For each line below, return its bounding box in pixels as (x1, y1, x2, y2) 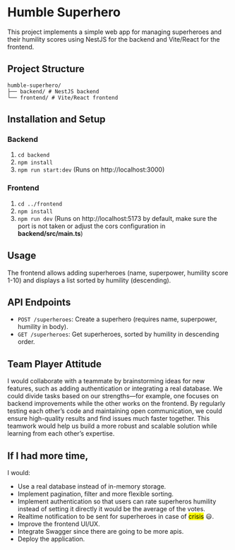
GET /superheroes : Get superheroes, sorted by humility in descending (17, 330, 219, 339)
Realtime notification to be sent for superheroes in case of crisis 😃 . (17, 512, 215, 520)
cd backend (17, 152, 50, 159)
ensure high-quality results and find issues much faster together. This (7, 414, 210, 423)
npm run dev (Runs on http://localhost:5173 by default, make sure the (17, 214, 217, 222)
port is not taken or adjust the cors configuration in (17, 222, 166, 230)
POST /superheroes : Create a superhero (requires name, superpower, (17, 315, 217, 323)
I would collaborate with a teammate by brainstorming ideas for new (7, 377, 205, 385)
